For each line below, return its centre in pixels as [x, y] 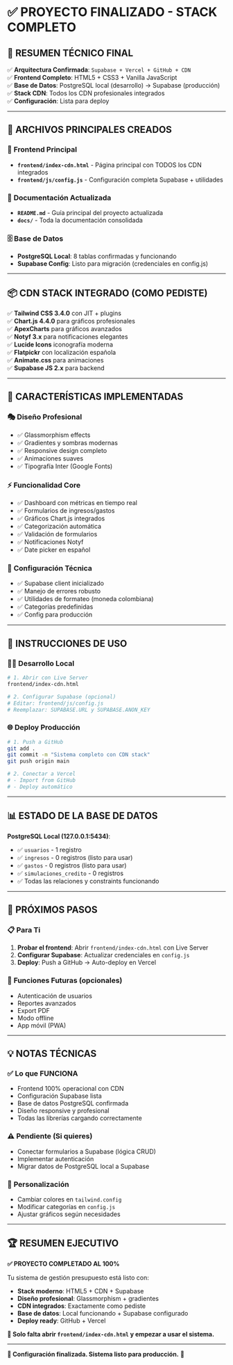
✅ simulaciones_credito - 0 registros [70, 873]
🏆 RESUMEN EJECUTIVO [63, 1244]
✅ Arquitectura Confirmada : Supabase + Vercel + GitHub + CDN [99, 70]
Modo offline [35, 1018]
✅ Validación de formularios [57, 534]
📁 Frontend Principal [42, 150]
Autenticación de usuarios [54, 996]
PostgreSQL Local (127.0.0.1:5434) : [59, 836]
